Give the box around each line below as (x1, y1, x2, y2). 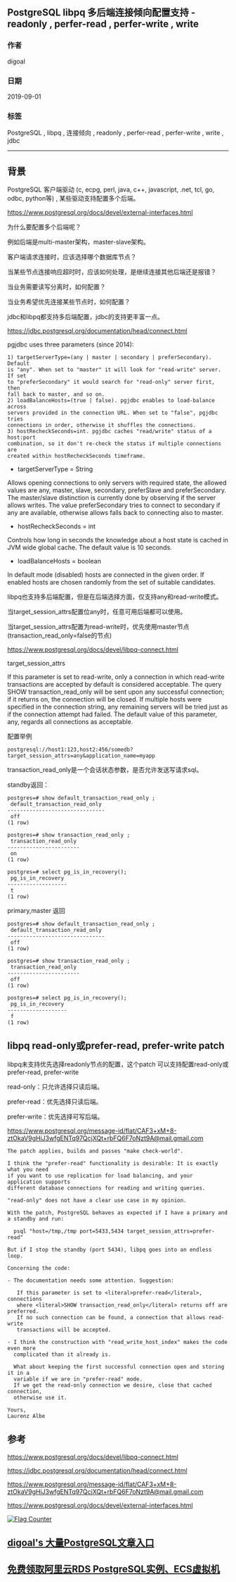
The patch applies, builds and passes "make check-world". (7, 1147, 184, 1154)
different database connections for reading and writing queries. (7, 1184, 206, 1192)
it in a (7, 1369, 30, 1376)
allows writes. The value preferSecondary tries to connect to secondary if (7, 501, 221, 509)
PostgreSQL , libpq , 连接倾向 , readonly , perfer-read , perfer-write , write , (7, 129, 224, 137)
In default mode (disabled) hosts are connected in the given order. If (7, 571, 205, 579)
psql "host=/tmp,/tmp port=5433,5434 (13, 1228, 124, 1235)
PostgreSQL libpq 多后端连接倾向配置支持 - (7, 6, 196, 19)
